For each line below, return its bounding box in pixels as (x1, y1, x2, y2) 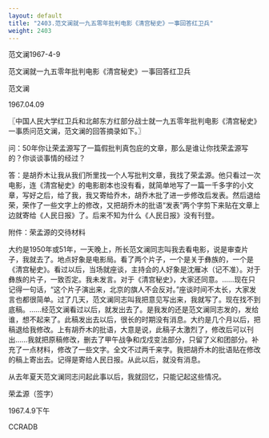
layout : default (8, 11, 62, 20)
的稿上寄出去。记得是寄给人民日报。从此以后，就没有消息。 (8, 355, 205, 365)
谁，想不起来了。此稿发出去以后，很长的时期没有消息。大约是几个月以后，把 (8, 314, 261, 325)
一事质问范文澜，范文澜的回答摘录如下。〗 (8, 126, 146, 136)
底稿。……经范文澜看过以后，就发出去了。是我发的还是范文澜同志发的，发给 (8, 305, 259, 314)
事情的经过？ (42, 153, 86, 163)
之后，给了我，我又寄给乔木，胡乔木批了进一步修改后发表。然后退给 (35, 190, 261, 201)
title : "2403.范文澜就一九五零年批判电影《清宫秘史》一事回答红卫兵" (8, 19, 214, 27)
